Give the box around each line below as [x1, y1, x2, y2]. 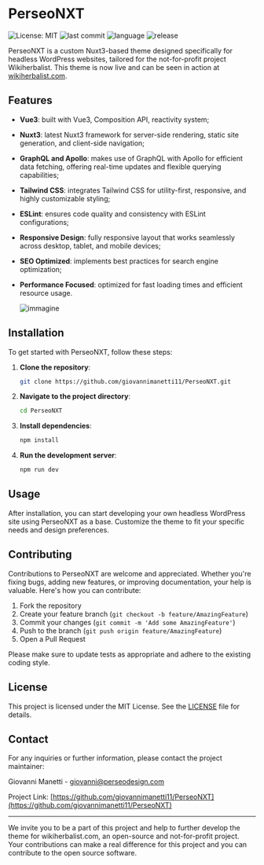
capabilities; [19, 170, 59, 179]
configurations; [19, 217, 69, 226]
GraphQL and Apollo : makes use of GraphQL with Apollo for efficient [19, 153, 244, 163]
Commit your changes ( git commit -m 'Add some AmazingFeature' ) [19, 617, 236, 627]
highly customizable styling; [19, 193, 111, 203]
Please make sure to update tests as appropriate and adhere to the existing [8, 650, 251, 659]
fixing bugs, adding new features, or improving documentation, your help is [8, 577, 252, 587]
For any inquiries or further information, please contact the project [8, 753, 222, 763]
